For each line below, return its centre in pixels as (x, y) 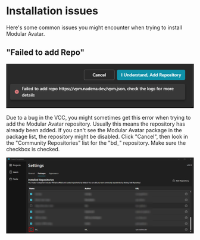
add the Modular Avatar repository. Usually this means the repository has (96, 124)
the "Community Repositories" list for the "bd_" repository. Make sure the (96, 143)
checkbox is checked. (33, 149)
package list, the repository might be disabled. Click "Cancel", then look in (97, 136)
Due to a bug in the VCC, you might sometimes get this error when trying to (99, 117)
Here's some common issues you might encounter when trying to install (94, 27)
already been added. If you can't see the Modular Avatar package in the (94, 130)
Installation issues (52, 11)
